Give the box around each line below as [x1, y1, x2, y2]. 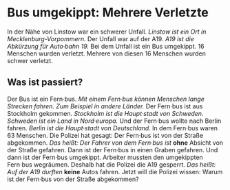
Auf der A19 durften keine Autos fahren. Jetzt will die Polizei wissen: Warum [7, 167, 223, 176]
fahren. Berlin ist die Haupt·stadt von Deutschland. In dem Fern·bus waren [7, 123, 218, 132]
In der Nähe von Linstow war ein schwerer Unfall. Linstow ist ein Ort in [7, 27, 207, 36]
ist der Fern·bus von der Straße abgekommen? [7, 175, 139, 183]
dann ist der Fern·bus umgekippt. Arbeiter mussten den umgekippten [7, 153, 203, 161]
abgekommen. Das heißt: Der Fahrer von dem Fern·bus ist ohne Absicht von [7, 139, 224, 147]
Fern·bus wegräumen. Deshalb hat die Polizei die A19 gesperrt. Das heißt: [7, 160, 216, 169]
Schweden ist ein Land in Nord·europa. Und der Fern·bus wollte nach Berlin [7, 117, 222, 125]
